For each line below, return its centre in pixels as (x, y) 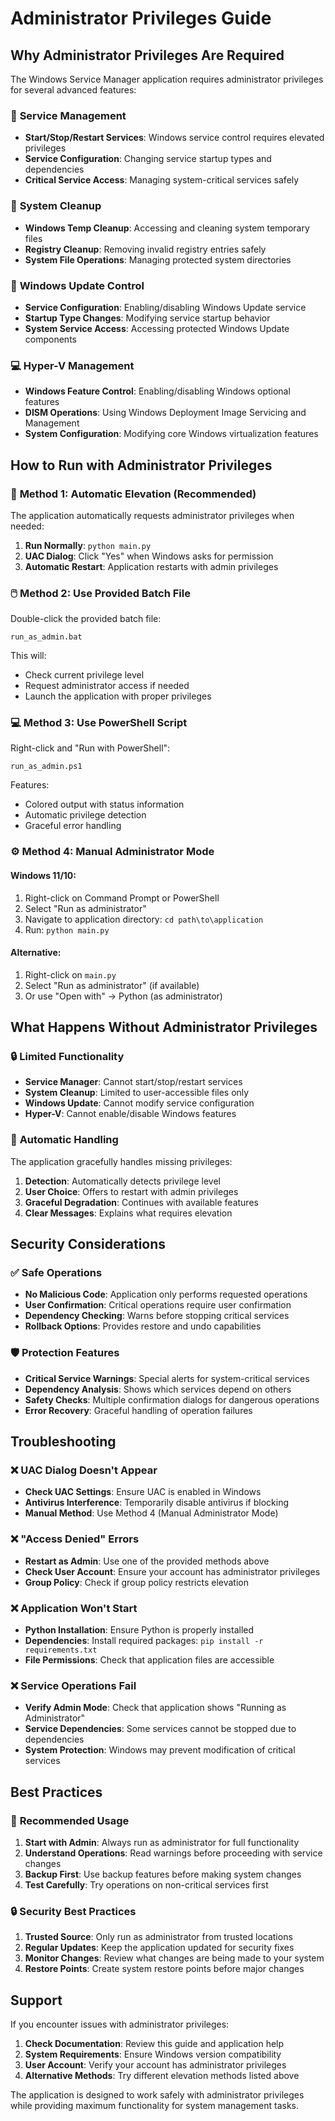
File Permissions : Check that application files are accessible (149, 1660)
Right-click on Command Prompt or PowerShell (122, 898)
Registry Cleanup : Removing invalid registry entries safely (145, 249)
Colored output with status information (104, 804)
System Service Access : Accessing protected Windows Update (157, 328)
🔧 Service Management (68, 115)
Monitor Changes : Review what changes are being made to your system (174, 1958)
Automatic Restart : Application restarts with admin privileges (151, 566)
